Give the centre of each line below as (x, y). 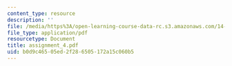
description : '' (30, 20)
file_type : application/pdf (48, 33)
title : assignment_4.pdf (43, 45)
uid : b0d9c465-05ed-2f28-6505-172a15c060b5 (71, 52)
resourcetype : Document (41, 39)
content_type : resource (41, 13)
